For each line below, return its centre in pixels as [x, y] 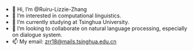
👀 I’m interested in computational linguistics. [66, 16]
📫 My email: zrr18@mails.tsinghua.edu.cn [64, 41]
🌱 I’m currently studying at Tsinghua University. [70, 22]
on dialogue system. [37, 35]
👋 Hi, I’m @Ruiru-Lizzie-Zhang [49, 9]
